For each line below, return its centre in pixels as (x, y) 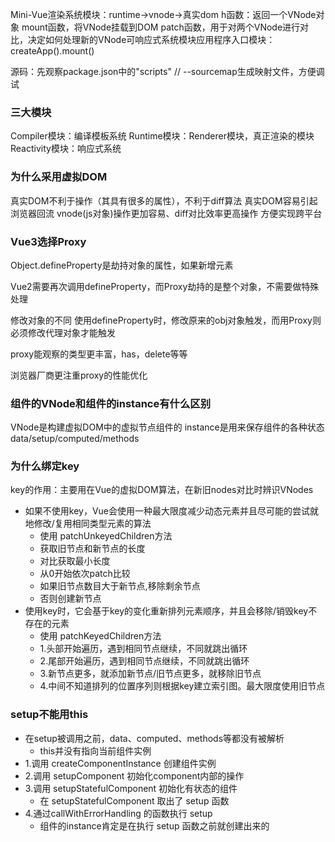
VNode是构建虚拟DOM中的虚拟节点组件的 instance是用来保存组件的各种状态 (167, 427)
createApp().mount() (52, 51)
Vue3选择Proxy (48, 241)
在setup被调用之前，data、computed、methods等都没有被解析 (154, 738)
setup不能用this (49, 715)
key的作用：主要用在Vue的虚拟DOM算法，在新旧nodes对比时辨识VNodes (162, 490)
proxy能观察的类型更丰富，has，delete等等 (99, 354)
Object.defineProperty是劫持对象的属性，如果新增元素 (122, 265)
